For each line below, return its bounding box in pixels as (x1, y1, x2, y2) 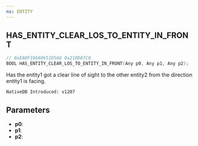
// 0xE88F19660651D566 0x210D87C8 (6, 55, 92, 61)
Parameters (6, 105, 50, 115)
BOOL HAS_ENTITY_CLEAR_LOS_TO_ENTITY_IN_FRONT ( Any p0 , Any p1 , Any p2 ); (6, 61, 189, 67)
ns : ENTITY (6, 8, 33, 15)
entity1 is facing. (6, 78, 46, 85)
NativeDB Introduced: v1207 (6, 89, 76, 95)
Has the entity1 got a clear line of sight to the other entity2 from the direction (6, 71, 193, 78)
